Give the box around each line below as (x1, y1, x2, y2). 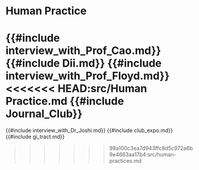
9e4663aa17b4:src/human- (109, 151, 176, 158)
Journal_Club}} (5, 107, 83, 121)
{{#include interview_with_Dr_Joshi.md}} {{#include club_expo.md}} (5, 127, 173, 134)
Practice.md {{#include (5, 95, 125, 108)
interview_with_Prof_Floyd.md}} (5, 70, 170, 83)
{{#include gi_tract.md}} (5, 133, 65, 140)
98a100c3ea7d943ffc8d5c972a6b (109, 144, 193, 152)
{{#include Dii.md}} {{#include (5, 56, 162, 70)
